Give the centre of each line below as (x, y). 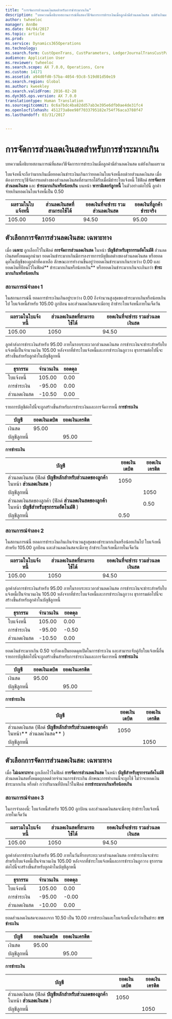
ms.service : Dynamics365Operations (43, 44)
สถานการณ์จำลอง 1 (24, 287)
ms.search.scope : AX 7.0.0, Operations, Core (55, 67)
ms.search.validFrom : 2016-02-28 (41, 91)
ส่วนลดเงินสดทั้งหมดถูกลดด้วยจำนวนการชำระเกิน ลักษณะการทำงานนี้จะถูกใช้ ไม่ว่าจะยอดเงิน (82, 778)
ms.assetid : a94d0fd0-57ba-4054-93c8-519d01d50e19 (60, 77)
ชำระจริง (148, 211)
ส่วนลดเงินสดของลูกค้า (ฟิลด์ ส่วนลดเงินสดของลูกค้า (57, 501)
